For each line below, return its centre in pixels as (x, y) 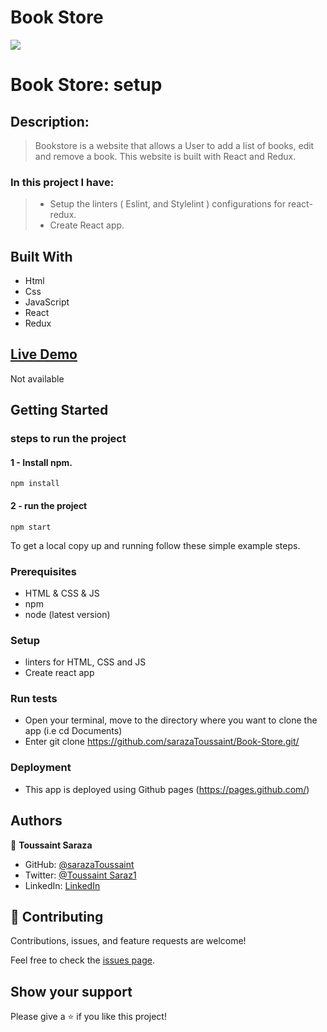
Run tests (34, 699)
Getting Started (59, 410)
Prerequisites (43, 571)
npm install (35, 484)
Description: (50, 121)
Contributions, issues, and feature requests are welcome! (128, 941)
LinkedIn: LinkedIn (62, 885)
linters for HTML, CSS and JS (85, 662)
